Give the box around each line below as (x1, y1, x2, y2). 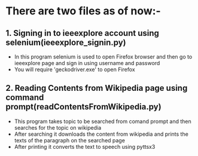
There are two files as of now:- (5, 4, 161, 18)
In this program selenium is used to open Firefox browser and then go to (14, 53, 193, 60)
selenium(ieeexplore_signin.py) (5, 37, 126, 47)
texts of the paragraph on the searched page (14, 136, 125, 144)
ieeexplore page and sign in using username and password (14, 60, 160, 66)
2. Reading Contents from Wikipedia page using (5, 83, 188, 93)
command (5, 93, 44, 103)
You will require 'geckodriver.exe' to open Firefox (14, 66, 135, 73)
